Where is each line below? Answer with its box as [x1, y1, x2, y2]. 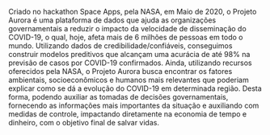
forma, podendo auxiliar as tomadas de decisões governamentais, [8, 92, 229, 101]
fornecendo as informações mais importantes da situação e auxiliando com [8, 100, 259, 110]
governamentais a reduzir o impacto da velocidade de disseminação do [8, 24, 247, 33]
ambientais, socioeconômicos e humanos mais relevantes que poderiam [8, 76, 249, 84]
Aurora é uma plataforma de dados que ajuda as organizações [8, 15, 217, 25]
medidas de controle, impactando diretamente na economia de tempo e [8, 109, 247, 119]
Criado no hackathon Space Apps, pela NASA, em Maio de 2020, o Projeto [8, 7, 257, 16]
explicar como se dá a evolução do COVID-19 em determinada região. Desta [8, 84, 263, 93]
